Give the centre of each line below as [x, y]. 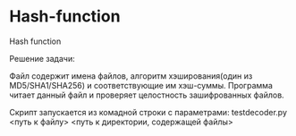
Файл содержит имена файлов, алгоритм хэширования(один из [131, 76]
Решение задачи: [42, 58]
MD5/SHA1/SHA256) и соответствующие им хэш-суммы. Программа [141, 85]
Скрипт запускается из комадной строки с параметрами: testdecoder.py [148, 112]
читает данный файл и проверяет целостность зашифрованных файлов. [147, 95]
